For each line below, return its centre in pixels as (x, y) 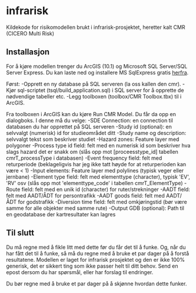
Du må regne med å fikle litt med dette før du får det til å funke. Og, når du (96, 247)
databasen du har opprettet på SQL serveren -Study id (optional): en (89, 126)
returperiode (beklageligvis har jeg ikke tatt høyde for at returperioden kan (96, 164)
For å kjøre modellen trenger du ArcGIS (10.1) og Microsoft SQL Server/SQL (97, 66)
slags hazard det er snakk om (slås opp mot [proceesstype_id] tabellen (92, 152)
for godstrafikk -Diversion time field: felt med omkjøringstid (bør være (102, 202)
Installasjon (28, 52)
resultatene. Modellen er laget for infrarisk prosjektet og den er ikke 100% (96, 259)
